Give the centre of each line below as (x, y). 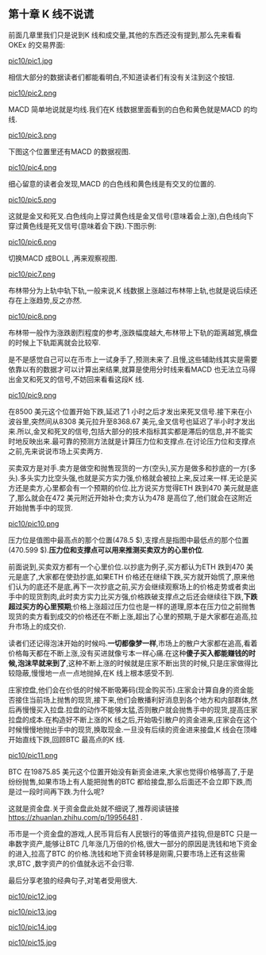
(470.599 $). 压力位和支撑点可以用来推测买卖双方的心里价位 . (106, 549)
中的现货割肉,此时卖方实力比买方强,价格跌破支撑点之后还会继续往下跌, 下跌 (136, 596)
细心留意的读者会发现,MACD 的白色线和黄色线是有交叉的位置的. (112, 183)
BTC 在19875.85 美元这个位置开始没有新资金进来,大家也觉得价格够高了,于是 (131, 772)
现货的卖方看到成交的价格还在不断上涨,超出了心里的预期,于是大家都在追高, (130, 616)
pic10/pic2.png (33, 93)
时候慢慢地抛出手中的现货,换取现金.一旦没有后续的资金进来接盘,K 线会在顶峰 (133, 730)
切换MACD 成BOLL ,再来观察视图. (63, 258)
